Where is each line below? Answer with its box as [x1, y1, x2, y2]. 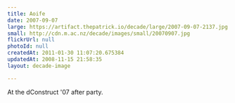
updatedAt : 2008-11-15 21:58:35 [7, 56, 102, 63]
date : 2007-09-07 [7, 17, 58, 24]
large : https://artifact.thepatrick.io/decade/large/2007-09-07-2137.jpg [7, 23, 229, 30]
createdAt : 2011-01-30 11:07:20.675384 [7, 50, 125, 57]
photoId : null [7, 43, 49, 50]
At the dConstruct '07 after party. [7, 88, 103, 96]
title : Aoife [7, 10, 46, 18]
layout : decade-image [7, 62, 71, 69]
